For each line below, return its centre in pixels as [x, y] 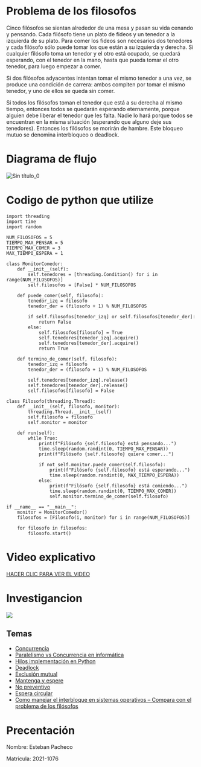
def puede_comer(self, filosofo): [60, 295]
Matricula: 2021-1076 [33, 759]
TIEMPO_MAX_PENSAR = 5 [35, 243]
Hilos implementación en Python [55, 661]
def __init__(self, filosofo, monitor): [69, 406]
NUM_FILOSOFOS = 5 [29, 237]
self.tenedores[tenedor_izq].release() [78, 380]
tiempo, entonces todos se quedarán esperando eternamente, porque [93, 109]
